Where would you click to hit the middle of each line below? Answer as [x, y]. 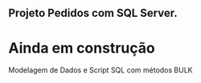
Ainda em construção [82, 48]
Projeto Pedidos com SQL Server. [93, 13]
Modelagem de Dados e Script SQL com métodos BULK [100, 70]
